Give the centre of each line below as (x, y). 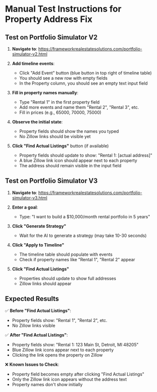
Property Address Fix (49, 19)
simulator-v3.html (30, 197)
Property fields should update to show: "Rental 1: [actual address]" (86, 155)
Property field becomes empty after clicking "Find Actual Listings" (78, 374)
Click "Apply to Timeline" (38, 245)
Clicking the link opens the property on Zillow (57, 355)
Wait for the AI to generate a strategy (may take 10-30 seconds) (83, 235)
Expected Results (32, 299)
